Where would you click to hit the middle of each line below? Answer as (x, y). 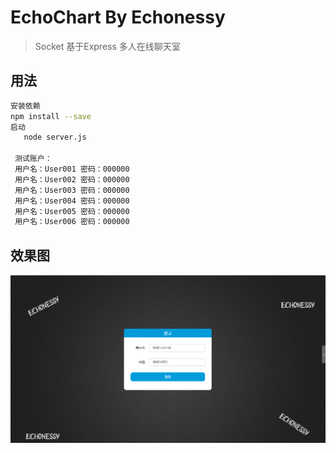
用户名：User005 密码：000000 (72, 211)
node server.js (55, 137)
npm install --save (51, 116)
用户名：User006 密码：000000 (72, 222)
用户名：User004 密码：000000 (72, 201)
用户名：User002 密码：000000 (72, 179)
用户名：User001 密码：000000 (72, 169)
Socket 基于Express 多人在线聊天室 (107, 46)
